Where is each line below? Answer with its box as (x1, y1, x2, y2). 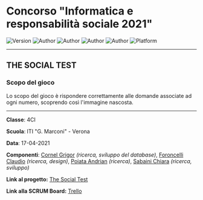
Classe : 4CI (6, 116, 36, 123)
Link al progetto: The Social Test (6, 175, 88, 182)
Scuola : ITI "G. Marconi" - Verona (6, 127, 91, 135)
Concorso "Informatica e (6, 4, 134, 18)
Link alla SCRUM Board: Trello (6, 187, 82, 195)
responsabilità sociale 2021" (6, 17, 153, 31)
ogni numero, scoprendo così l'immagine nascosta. (6, 98, 134, 106)
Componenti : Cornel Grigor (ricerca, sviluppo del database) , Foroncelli (6, 151, 184, 158)
